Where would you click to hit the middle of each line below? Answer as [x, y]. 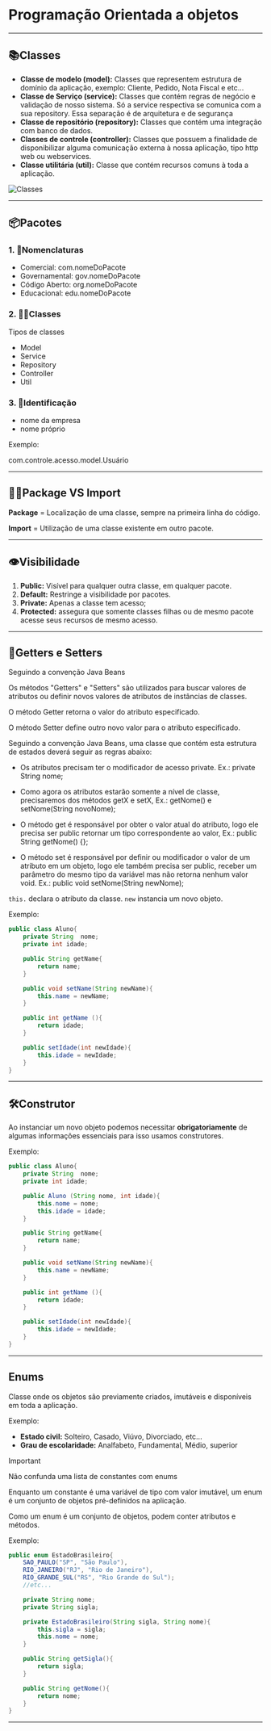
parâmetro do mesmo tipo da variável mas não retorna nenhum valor [134, 874]
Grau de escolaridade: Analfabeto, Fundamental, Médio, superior [129, 1445]
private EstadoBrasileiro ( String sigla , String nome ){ [117, 1622]
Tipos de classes [36, 332]
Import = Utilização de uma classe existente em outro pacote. [111, 528]
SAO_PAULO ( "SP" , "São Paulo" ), [75, 1563]
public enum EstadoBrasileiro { [61, 1555]
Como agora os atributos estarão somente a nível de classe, [120, 792]
